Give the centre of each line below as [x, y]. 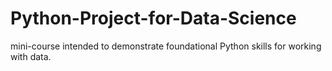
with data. [31, 56]
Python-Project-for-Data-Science [153, 18]
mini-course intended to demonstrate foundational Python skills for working [166, 46]
